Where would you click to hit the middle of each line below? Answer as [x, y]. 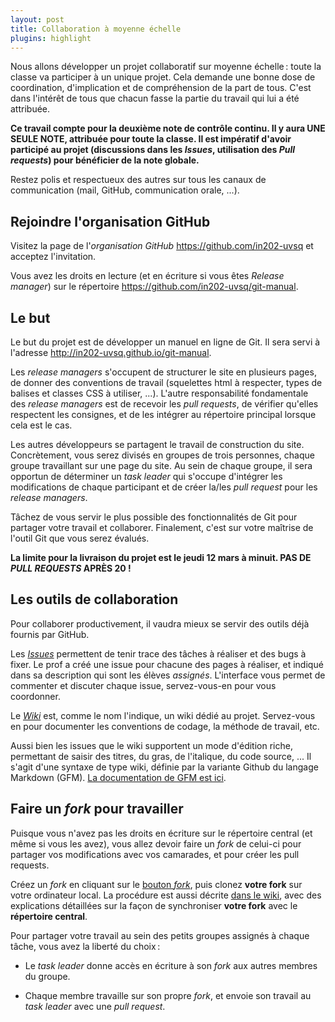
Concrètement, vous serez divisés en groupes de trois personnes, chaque [162, 455]
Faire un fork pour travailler [97, 809]
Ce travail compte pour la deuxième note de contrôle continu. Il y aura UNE [168, 128]
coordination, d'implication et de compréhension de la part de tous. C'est [161, 88]
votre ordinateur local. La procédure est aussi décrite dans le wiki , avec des [166, 895]
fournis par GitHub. [50, 634]
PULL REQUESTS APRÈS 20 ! [71, 568]
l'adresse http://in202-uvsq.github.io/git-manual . [111, 352]
